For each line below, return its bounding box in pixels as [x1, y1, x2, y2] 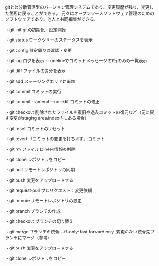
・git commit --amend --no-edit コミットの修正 [5, 99, 100, 104]
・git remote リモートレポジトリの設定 [5, 198, 82, 203]
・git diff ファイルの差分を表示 [5, 68, 66, 74]
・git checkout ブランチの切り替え [5, 218, 74, 224]
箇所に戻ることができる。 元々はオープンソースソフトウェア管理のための [9, 10, 155, 16]
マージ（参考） [21, 235, 52, 240]
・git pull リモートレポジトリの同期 [5, 167, 75, 172]
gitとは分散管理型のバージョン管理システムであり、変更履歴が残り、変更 [5, 4, 150, 10]
